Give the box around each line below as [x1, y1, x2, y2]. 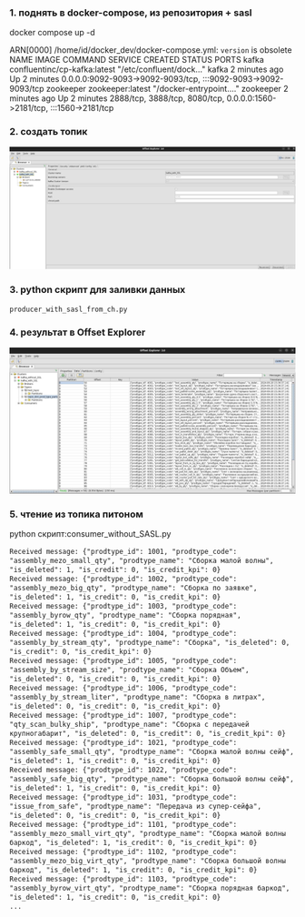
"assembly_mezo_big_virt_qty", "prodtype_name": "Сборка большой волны [9, 856, 286, 865]
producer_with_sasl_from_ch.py [9, 305, 128, 315]
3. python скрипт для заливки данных [9, 284, 186, 297]
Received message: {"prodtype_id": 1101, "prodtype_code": [9, 820, 238, 829]
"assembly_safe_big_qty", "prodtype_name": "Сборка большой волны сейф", [9, 774, 295, 783]
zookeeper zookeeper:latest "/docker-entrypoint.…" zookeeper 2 [45, 84, 289, 95]
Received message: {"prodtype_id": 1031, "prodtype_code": [9, 792, 238, 801]
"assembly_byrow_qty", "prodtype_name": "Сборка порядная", [9, 610, 242, 620]
